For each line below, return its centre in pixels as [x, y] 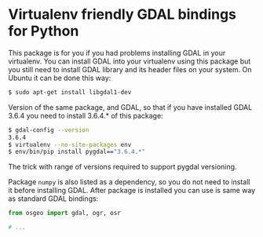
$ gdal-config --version [49, 130]
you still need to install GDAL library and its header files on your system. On [130, 69]
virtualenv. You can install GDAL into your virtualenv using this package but [130, 61]
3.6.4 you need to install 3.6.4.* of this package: [86, 115]
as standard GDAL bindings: [53, 199]
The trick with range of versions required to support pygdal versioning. [122, 167]
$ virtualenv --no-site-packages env [70, 144]
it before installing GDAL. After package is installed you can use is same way [132, 191]
